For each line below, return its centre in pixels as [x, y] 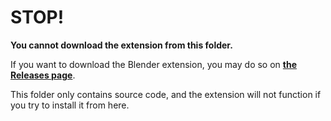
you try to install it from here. [70, 105]
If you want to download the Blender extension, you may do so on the [154, 64]
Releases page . [43, 75]
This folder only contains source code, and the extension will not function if [166, 94]
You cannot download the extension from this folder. [121, 45]
